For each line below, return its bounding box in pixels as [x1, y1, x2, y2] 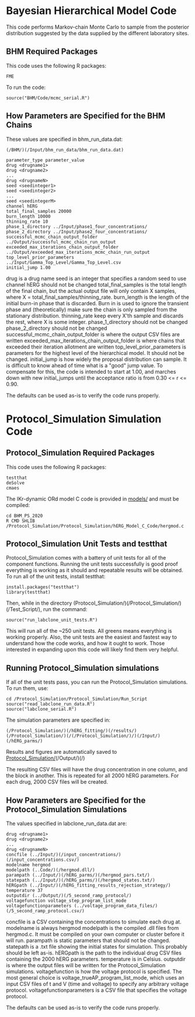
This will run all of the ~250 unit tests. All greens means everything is [6, 628, 172, 635]
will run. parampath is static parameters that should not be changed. [6, 937, 170, 944]
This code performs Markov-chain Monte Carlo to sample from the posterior [6, 23, 190, 30]
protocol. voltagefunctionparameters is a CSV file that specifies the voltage [6, 987, 187, 994]
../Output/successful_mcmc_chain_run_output [6, 239, 116, 245]
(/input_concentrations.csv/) [6, 857, 80, 863]
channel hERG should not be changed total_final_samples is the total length [6, 281, 187, 288]
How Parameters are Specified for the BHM [6, 111, 166, 121]
